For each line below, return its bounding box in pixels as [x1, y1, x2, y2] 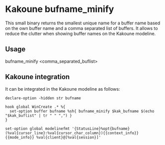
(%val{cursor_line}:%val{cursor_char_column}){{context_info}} [5, 131, 139, 136]
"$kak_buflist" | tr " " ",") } [5, 113, 72, 118]
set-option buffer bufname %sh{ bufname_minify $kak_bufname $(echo [9, 109, 155, 114]
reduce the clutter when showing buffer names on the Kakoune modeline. [5, 30, 156, 36]
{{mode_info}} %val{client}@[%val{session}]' [5, 135, 101, 140]
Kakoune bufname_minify [5, 3, 114, 15]
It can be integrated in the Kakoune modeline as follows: [5, 86, 120, 92]
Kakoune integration [5, 73, 70, 81]
